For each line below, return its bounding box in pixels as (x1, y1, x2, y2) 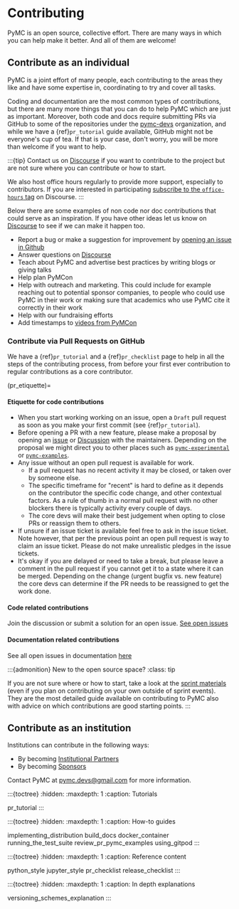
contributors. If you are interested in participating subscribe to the (7, 185, 201, 193)
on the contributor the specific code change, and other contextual (28, 489, 222, 497)
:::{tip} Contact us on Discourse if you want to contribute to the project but (7, 156, 225, 164)
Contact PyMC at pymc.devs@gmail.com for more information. (7, 776, 192, 785)
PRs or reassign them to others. (28, 519, 121, 528)
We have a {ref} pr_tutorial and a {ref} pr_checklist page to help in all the (7, 352, 225, 361)
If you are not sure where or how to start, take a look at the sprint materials (7, 679, 226, 687)
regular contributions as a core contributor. (7, 368, 134, 376)
